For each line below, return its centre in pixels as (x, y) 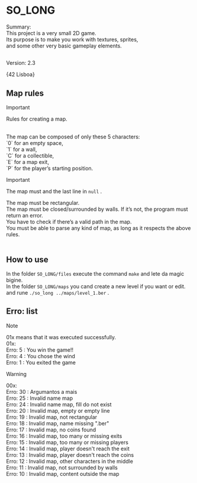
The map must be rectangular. (43, 203)
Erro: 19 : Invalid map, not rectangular (52, 417)
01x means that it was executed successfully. (61, 337)
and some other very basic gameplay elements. (64, 46)
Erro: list (22, 312)
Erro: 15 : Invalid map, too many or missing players (67, 442)
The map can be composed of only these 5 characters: (73, 137)
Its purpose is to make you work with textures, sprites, (72, 39)
